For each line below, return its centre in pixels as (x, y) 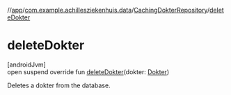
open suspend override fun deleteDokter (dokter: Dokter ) (88, 71)
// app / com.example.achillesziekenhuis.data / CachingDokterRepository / (109, 10)
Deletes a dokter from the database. (59, 85)
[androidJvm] (27, 64)
